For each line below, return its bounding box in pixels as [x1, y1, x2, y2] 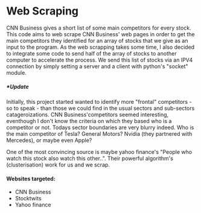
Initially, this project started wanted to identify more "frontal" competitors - [6, 98, 192, 105]
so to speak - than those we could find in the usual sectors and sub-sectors [6, 104, 195, 112]
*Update [6, 83, 29, 90]
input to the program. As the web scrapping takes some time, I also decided [6, 43, 195, 51]
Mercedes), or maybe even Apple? [6, 136, 92, 144]
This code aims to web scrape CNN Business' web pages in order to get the [6, 30, 195, 37]
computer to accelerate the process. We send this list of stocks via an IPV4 [6, 56, 193, 63]
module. [6, 69, 27, 76]
